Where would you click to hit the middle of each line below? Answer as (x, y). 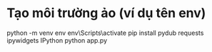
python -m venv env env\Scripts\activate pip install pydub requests (105, 33)
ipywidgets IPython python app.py (57, 40)
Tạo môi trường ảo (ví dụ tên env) (106, 13)
